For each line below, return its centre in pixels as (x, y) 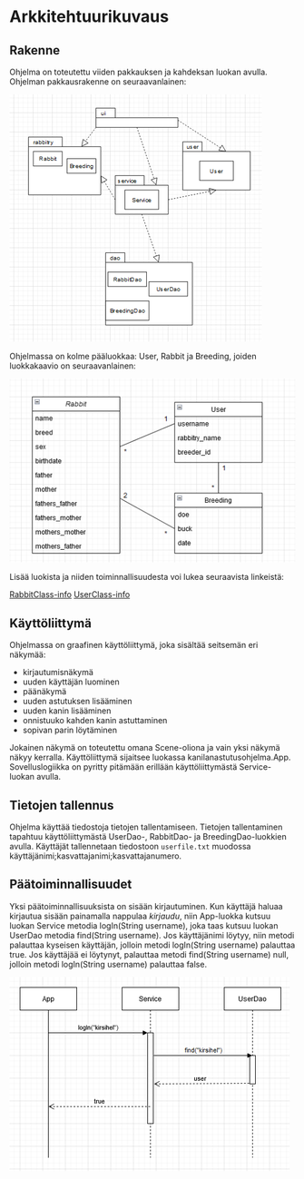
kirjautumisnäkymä (58, 673)
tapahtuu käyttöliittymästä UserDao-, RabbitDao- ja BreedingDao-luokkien (148, 837)
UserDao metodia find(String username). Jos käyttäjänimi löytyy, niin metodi (152, 935)
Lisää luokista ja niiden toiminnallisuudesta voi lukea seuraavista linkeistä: (147, 577)
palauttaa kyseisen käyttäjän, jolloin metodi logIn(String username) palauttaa (152, 945)
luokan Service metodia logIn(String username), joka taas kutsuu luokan (144, 925)
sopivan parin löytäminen (70, 730)
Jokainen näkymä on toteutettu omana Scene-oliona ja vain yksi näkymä (145, 748)
